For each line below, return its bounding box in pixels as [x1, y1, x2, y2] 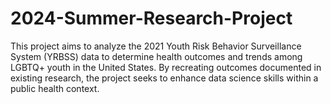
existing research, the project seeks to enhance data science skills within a [10, 72, 319, 84]
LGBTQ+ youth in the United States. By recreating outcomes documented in [10, 61, 322, 73]
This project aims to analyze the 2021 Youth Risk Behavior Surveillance [10, 40, 302, 52]
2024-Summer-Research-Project [10, 7, 293, 30]
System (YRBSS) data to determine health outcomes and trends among [10, 50, 303, 62]
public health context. [10, 82, 100, 94]
